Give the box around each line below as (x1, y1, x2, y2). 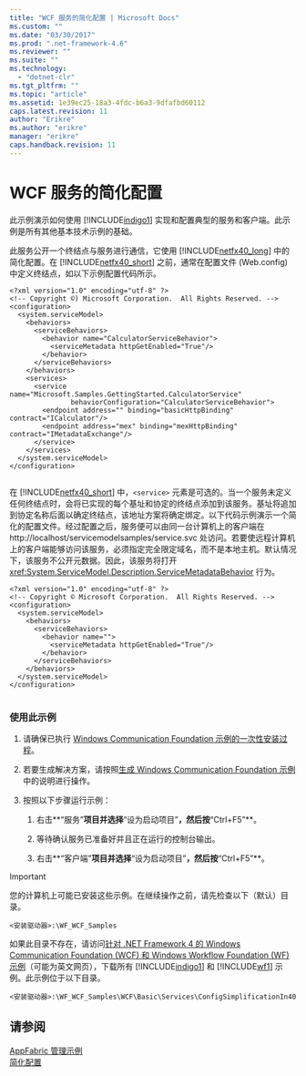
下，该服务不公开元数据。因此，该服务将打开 (9, 555, 178, 566)
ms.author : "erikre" (9, 124, 88, 133)
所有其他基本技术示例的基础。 (25, 225, 138, 237)
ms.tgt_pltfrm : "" (9, 81, 79, 90)
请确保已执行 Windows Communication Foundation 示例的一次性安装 (22, 733, 280, 743)
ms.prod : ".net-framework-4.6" (9, 38, 128, 48)
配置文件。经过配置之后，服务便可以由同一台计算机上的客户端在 (25, 520, 265, 531)
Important (9, 871, 46, 882)
